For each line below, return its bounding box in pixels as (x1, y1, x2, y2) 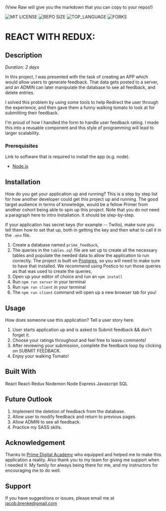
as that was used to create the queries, (12, 268, 93, 274)
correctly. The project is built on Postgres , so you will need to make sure (12, 258, 160, 264)
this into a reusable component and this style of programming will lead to (5, 125, 154, 131)
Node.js (12, 164, 29, 170)
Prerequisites (5, 142, 38, 149)
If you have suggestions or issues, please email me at (5, 495, 115, 501)
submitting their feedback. (5, 110, 59, 116)
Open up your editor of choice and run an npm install (12, 273, 123, 280)
